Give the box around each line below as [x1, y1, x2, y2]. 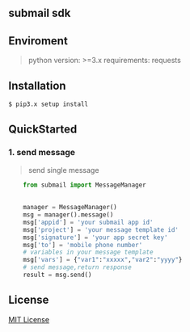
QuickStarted [8, 123, 78, 137]
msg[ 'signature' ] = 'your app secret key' [23, 233, 168, 242]
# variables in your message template [23, 248, 154, 257]
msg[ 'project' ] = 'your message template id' [23, 225, 179, 233]
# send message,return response [23, 263, 132, 271]
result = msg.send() [23, 271, 92, 279]
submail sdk [8, 6, 71, 20]
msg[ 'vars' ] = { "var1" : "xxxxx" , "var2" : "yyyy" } [23, 256, 183, 264]
